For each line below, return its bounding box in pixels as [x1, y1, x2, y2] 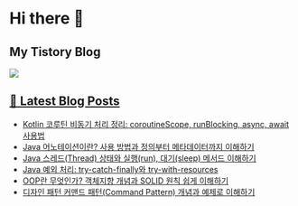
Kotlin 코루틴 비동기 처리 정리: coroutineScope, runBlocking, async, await [22, 118, 289, 129]
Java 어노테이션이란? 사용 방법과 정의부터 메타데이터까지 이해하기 [22, 141, 255, 152]
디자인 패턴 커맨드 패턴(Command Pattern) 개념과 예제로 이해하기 [22, 186, 256, 197]
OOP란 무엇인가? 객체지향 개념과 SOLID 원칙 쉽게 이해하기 [22, 175, 228, 186]
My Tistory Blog [9, 44, 101, 60]
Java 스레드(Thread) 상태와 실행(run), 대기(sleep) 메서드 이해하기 [22, 153, 256, 164]
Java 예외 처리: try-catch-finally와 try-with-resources [22, 164, 219, 174]
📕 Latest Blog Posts [9, 94, 120, 109]
